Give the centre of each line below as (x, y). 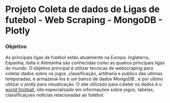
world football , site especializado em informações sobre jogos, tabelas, (80, 90)
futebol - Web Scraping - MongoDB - (84, 20)
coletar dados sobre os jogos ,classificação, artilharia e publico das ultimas (84, 74)
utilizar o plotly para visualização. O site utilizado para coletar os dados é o (84, 84)
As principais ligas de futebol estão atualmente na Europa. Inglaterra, (77, 58)
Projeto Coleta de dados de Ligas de (82, 9)
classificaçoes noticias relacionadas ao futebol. (55, 95)
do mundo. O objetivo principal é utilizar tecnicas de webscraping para (79, 68)
